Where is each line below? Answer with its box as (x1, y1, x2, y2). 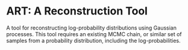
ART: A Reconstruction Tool (6, 4, 148, 18)
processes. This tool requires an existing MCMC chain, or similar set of (6, 30, 182, 37)
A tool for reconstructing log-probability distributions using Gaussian (6, 24, 177, 31)
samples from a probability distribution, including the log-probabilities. (6, 37, 181, 44)
